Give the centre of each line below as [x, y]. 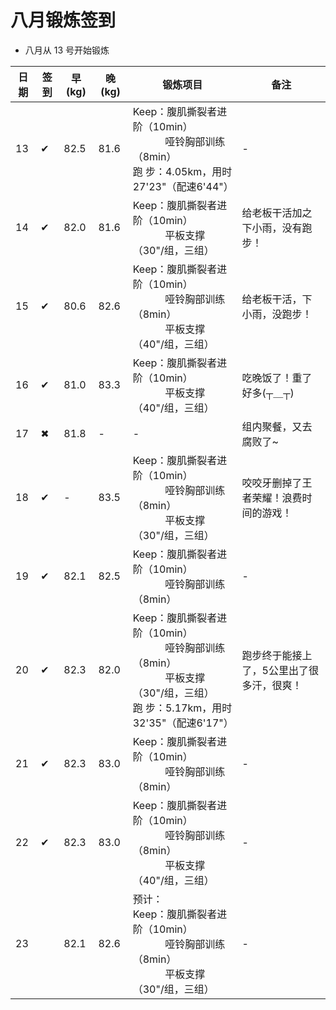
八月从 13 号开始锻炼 [67, 50]
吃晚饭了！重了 [277, 378]
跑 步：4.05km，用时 [182, 171]
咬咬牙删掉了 [272, 483]
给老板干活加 [272, 213]
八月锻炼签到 [63, 20]
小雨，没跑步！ [277, 314]
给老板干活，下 [277, 299]
